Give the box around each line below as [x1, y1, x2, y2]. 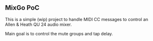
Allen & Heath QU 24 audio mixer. [5, 21, 72, 27]
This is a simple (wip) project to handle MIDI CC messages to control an [5, 16, 149, 22]
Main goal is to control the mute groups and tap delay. [5, 31, 113, 36]
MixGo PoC [5, 4, 40, 12]
